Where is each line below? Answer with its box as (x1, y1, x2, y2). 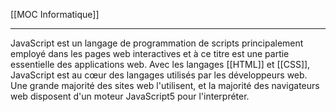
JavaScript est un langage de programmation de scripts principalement (10, 37, 304, 49)
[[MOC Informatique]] (10, 9, 100, 20)
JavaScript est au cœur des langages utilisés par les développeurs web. (10, 69, 308, 81)
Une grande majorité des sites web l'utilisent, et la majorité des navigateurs (10, 80, 320, 91)
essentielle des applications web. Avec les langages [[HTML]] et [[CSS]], (10, 59, 311, 70)
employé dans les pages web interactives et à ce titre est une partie (10, 48, 290, 59)
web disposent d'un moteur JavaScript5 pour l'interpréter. (10, 90, 250, 102)
